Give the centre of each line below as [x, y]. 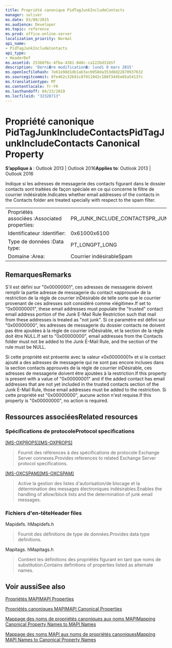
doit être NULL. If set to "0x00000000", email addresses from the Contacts [84, 336]
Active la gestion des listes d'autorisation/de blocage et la [79, 483]
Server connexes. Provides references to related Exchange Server [87, 458]
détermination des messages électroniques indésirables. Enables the [90, 489]
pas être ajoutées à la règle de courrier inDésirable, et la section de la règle [84, 331]
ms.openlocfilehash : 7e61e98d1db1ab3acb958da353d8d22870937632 [74, 72]
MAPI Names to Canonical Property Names [51, 639]
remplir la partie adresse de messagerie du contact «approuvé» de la [78, 293]
